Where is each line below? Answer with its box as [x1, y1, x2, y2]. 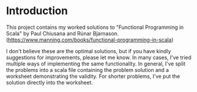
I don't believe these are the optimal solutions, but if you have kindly [6, 47, 172, 54]
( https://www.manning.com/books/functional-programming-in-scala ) [6, 36, 173, 43]
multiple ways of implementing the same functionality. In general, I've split [6, 60, 186, 67]
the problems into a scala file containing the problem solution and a [6, 66, 169, 73]
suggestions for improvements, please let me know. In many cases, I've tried [6, 54, 192, 61]
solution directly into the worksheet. [6, 78, 93, 86]
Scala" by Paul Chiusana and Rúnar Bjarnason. [6, 29, 119, 37]
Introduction [6, 4, 68, 18]
